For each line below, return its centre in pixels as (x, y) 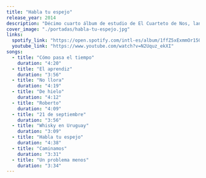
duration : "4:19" (40, 86)
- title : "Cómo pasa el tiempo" (53, 57)
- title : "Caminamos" (40, 148)
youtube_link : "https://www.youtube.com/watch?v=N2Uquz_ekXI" (93, 46)
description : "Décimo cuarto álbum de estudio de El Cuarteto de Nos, (98, 23)
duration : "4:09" (40, 109)
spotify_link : (30, 40)
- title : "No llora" (38, 80)
